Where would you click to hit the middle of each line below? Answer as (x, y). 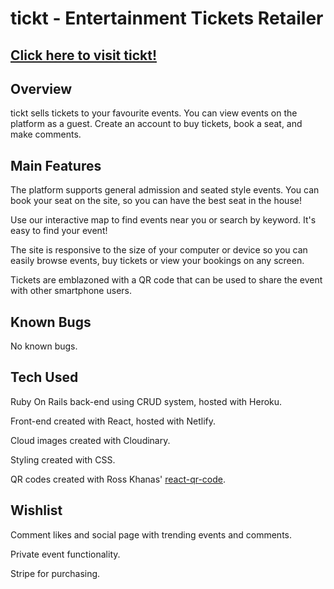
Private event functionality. (65, 554)
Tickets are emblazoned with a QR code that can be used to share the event (166, 280)
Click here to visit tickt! (83, 55)
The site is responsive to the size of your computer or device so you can (159, 250)
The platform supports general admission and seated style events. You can (165, 190)
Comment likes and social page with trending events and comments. (151, 534)
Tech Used (44, 377)
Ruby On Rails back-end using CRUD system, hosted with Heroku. (146, 401)
